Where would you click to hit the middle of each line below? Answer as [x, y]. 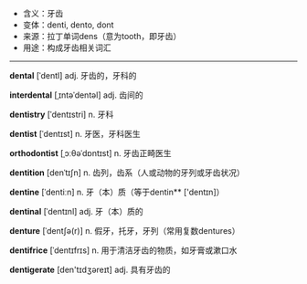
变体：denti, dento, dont [68, 25]
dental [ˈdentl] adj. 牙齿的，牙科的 [73, 75]
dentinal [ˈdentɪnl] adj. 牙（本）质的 [76, 211]
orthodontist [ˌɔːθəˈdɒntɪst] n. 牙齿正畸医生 [90, 153]
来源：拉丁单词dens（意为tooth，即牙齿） [102, 36]
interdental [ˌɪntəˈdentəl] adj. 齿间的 [76, 95]
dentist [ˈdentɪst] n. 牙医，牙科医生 [75, 134]
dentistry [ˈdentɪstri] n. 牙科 [62, 114]
